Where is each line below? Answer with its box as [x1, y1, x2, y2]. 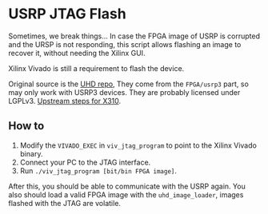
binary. [19, 149, 43, 158]
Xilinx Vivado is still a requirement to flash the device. [8, 63, 185, 73]
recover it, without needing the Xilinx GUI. [8, 48, 146, 57]
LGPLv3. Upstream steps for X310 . [8, 96, 122, 105]
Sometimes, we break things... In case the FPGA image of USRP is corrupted [8, 31, 261, 41]
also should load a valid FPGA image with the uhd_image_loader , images [8, 189, 244, 200]
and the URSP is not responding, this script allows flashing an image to [8, 39, 242, 49]
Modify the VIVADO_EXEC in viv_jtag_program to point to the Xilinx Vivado [19, 141, 258, 150]
